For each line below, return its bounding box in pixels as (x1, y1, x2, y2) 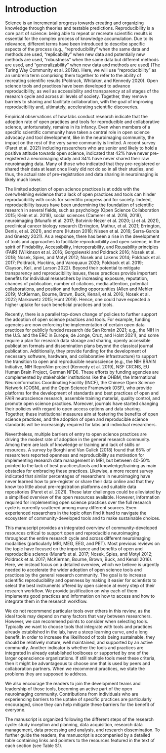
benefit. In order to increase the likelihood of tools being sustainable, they (5, 634, 155, 640)
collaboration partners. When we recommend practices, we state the (5, 665, 145, 671)
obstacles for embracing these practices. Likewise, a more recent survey (5, 468, 154, 474)
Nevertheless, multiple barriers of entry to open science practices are (5, 431, 147, 437)
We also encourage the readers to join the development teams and (5, 680, 141, 686)
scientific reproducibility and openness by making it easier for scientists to (5, 577, 157, 583)
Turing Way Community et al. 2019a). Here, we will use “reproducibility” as (5, 67, 157, 73)
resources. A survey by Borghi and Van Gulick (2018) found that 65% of (5, 446, 151, 453)
